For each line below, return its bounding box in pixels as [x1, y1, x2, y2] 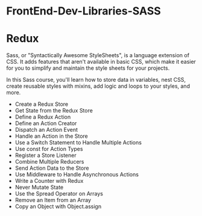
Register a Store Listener [14, 152, 77, 159]
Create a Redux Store [14, 100, 68, 108]
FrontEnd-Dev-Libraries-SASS [6, 4, 161, 18]
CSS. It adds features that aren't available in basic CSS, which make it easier [6, 58, 196, 66]
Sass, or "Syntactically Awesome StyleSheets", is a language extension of [6, 52, 190, 59]
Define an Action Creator [14, 120, 77, 127]
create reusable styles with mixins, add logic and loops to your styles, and [6, 82, 190, 90]
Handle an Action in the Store [14, 132, 89, 140]
